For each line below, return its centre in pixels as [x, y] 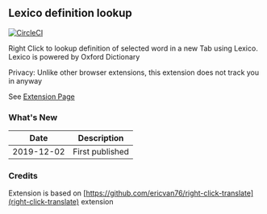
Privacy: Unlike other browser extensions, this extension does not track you [134, 72]
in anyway [25, 80]
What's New [33, 117]
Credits [23, 176]
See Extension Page [42, 97]
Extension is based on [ [47, 193]
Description [101, 138]
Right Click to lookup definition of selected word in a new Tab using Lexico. [133, 48]
